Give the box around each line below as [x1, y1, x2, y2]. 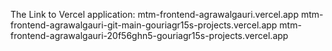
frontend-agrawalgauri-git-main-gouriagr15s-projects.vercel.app [10, 19, 278, 31]
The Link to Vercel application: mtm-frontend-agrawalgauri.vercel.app [10, 9, 299, 20]
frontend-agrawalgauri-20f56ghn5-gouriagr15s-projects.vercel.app [10, 30, 289, 41]
